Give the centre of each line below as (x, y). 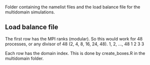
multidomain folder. (24, 58)
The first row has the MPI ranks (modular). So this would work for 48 (74, 39)
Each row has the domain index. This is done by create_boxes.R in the (75, 53)
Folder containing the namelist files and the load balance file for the (73, 7)
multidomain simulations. (30, 12)
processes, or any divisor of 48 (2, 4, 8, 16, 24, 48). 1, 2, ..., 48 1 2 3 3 (75, 44)
